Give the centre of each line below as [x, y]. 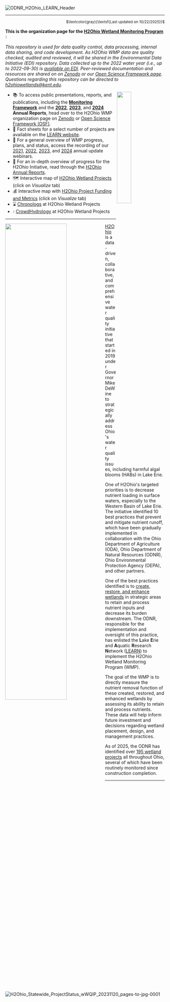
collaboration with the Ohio [133, 538]
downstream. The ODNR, [131, 618]
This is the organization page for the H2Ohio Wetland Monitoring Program [84, 31]
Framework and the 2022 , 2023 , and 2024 [58, 107]
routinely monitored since [132, 768]
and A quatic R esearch [128, 646]
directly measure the [126, 682]
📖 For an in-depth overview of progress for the [61, 162]
